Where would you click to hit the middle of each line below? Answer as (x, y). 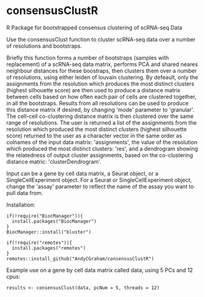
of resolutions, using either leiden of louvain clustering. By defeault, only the (102, 77)
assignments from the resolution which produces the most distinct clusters (100, 84)
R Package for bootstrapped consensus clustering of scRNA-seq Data (94, 28)
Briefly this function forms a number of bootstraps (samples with (88, 57)
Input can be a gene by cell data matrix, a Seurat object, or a (82, 173)
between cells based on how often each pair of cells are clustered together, (101, 97)
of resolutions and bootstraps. (44, 46)
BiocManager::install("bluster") (49, 232)
